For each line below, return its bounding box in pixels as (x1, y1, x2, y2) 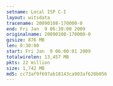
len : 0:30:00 (6, 43, 39, 49)
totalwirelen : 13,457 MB (6, 54, 69, 60)
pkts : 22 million (6, 59, 50, 65)
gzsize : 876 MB (6, 37, 45, 43)
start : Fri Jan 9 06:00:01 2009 (6, 48, 91, 55)
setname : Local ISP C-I (6, 8, 67, 15)
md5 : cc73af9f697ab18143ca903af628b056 (6, 71, 108, 77)
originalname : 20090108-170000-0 (6, 31, 91, 38)
